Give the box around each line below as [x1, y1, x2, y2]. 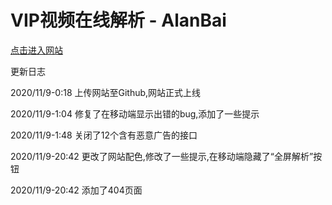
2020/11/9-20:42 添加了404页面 [10, 184, 143, 196]
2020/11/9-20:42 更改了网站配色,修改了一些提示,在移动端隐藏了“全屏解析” [10, 150, 314, 162]
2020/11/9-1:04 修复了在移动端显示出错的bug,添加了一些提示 [10, 107, 260, 120]
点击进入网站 [10, 44, 63, 56]
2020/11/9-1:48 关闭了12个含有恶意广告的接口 [10, 129, 198, 141]
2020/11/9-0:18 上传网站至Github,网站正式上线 [10, 86, 202, 98]
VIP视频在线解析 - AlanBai [10, 9, 227, 32]
